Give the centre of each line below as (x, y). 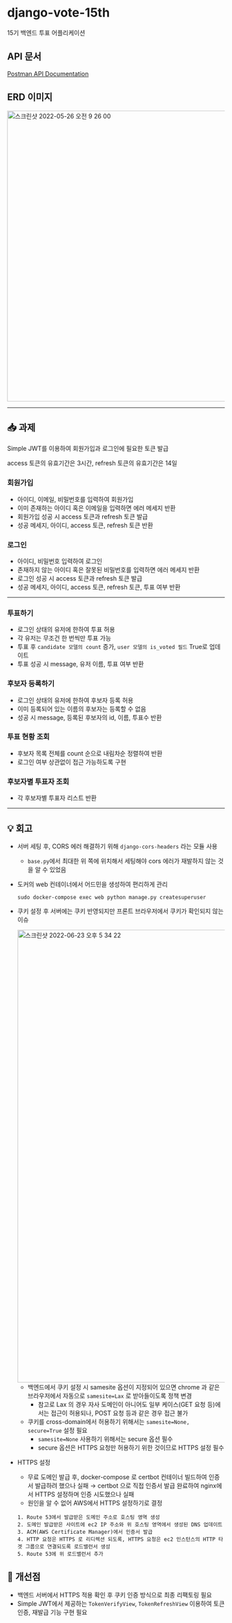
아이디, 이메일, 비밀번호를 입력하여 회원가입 (75, 499)
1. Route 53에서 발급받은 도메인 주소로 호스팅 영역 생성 (88, 1517)
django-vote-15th (59, 13)
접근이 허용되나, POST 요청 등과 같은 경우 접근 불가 (119, 1413)
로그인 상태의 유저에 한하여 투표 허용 (66, 630)
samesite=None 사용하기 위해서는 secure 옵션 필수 (105, 1438)
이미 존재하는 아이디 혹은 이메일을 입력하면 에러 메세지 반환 (96, 508)
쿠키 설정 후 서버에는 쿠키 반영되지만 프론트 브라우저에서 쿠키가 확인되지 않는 (120, 911)
